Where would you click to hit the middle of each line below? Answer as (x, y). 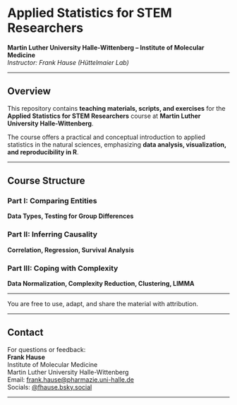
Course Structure (47, 181)
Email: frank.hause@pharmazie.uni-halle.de (71, 380)
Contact (25, 333)
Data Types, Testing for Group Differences (71, 216)
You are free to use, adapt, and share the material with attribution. (103, 304)
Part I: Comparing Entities (52, 201)
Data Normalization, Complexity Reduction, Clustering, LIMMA (101, 284)
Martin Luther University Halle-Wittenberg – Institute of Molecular (106, 47)
